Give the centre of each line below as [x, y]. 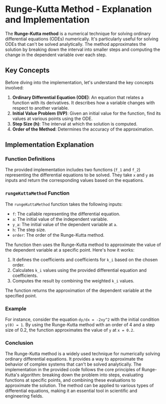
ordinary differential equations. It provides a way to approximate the [74, 359]
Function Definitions [30, 159]
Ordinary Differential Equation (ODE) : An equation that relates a [78, 97]
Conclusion [19, 343]
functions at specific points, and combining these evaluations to [70, 380]
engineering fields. [24, 396]
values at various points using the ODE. [52, 119]
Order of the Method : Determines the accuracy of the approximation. [83, 129]
